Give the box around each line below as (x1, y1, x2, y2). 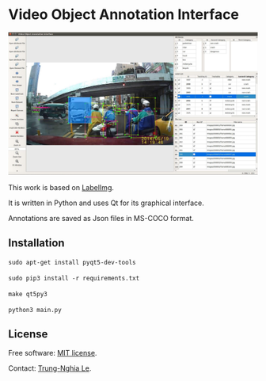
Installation (8, 236, 65, 250)
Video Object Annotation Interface (8, 6, 240, 24)
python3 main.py (8, 306, 62, 314)
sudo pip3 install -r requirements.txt (8, 274, 140, 282)
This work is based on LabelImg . (8, 182, 115, 192)
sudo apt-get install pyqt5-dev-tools (8, 258, 136, 266)
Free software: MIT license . (8, 349, 97, 358)
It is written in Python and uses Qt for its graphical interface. (8, 198, 204, 208)
